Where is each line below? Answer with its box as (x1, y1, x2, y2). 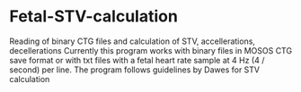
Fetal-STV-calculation (9, 6, 178, 27)
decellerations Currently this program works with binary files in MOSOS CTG (9, 45, 293, 55)
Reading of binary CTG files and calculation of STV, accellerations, (9, 36, 256, 46)
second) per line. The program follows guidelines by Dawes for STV (9, 64, 261, 75)
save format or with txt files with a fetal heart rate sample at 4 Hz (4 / (9, 54, 265, 65)
